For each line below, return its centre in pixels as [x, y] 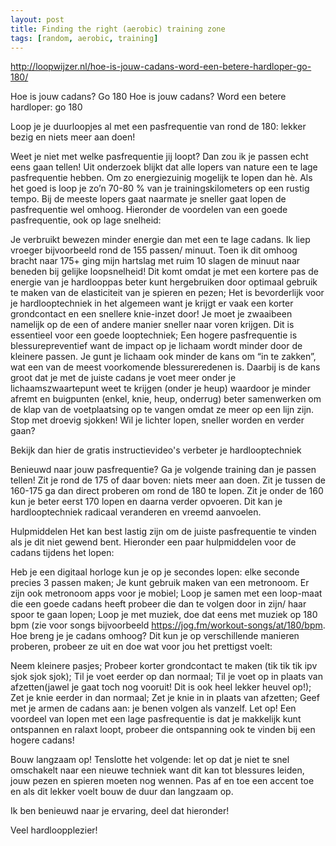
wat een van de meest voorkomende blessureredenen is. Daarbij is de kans [165, 367]
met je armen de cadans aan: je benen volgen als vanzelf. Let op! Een [153, 708]
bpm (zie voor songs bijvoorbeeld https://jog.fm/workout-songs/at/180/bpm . [168, 625]
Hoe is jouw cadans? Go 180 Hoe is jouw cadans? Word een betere [148, 97]
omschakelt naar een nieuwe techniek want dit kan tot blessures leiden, [157, 770]
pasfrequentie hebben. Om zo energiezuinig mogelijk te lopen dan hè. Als [161, 178]
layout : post [37, 19]
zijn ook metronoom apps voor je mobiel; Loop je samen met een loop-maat [166, 593]
